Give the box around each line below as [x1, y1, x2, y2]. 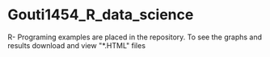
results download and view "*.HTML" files [7, 40, 146, 50]
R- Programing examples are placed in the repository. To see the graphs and [7, 32, 263, 42]
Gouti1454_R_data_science [7, 6, 194, 24]
